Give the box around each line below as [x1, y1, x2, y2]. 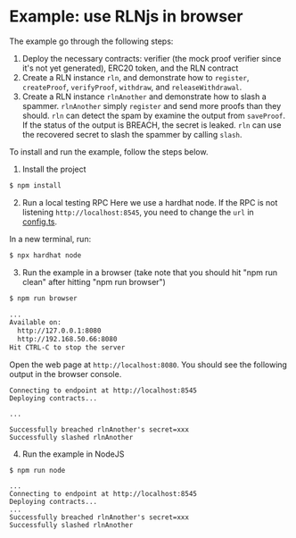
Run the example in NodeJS [21, 449, 125, 459]
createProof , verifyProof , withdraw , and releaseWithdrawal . [21, 81, 243, 92]
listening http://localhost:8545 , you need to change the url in [21, 206, 254, 217]
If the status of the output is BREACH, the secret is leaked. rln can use [21, 119, 282, 130]
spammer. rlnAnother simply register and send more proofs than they [21, 100, 282, 111]
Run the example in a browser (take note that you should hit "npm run [21, 266, 278, 278]
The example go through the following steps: [9, 36, 174, 46]
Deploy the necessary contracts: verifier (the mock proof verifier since [21, 53, 282, 63]
